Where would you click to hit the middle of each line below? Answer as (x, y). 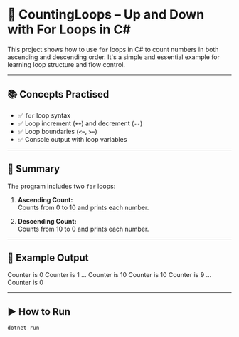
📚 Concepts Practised (58, 94)
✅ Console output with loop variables (72, 139)
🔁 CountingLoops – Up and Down (106, 15)
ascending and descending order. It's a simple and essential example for (114, 57)
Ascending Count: (45, 199)
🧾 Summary (34, 169)
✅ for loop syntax (44, 115)
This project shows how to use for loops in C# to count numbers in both (113, 49)
